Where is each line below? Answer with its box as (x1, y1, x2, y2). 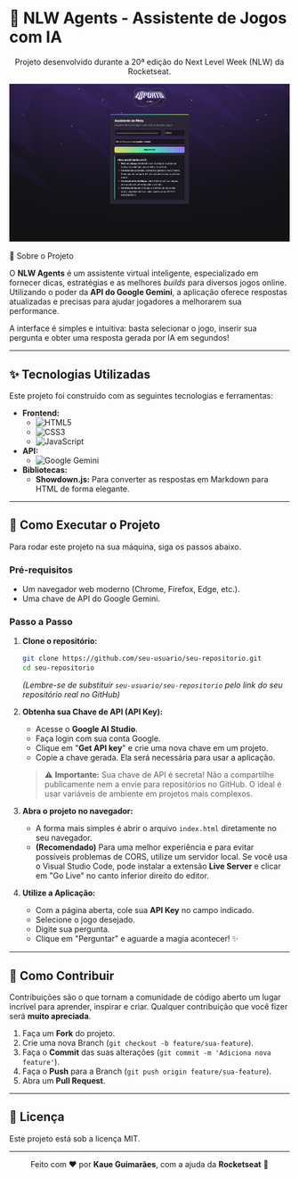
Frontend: (21, 408, 60, 418)
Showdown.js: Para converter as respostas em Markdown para (35, 474, 269, 485)
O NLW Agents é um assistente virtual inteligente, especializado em (9, 268, 259, 279)
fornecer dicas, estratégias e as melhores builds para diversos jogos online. (9, 277, 287, 288)
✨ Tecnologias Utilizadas (9, 367, 151, 382)
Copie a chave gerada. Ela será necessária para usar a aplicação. (35, 753, 276, 763)
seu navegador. (35, 833, 93, 844)
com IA (9, 27, 62, 47)
